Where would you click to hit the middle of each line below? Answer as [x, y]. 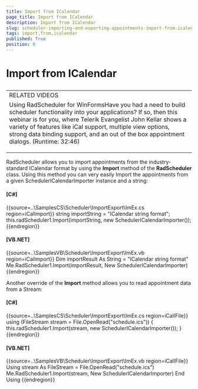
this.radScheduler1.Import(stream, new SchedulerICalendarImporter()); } [94, 328]
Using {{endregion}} [31, 380]
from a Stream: [24, 289]
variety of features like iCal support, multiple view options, [89, 127]
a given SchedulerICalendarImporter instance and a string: [77, 181]
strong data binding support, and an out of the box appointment [97, 134]
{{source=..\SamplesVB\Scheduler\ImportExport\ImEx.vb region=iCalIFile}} [97, 361]
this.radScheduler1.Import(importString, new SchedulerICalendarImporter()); [99, 220]
